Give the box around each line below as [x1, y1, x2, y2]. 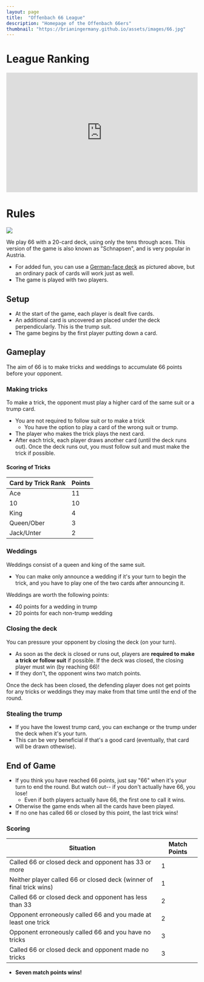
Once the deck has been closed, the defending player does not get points [6, 681, 191, 689]
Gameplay [6, 347, 46, 357]
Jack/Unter [9, 528, 41, 537]
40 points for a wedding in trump [15, 603, 98, 610]
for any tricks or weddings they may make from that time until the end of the [6, 688, 197, 695]
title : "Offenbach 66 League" [6, 15, 86, 21]
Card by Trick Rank [9, 479, 66, 488]
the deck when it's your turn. [15, 730, 87, 738]
